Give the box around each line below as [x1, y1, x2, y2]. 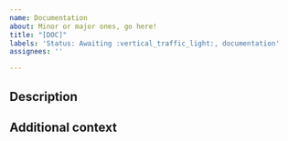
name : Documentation [9, 13, 89, 23]
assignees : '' [9, 47, 64, 56]
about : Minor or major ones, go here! [9, 22, 157, 31]
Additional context [9, 119, 117, 135]
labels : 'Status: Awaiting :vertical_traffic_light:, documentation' [9, 38, 281, 48]
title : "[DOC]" [9, 30, 68, 39]
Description [9, 88, 78, 105]
